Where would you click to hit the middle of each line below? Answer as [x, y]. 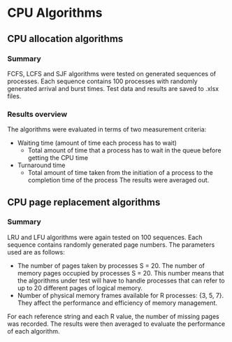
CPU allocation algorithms [65, 39]
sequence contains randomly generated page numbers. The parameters [111, 244]
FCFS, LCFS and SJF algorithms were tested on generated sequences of [112, 73]
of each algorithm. [34, 331]
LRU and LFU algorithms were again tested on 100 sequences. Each [105, 237]
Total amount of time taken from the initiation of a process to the [120, 173]
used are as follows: [36, 252]
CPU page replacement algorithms [84, 202]
